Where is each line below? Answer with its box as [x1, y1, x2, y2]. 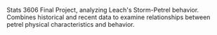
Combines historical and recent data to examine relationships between [6, 13, 211, 21]
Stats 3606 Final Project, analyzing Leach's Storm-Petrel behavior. [6, 6, 199, 14]
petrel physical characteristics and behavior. [6, 21, 135, 28]
